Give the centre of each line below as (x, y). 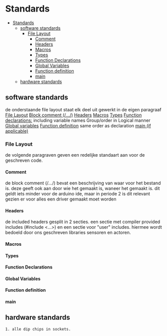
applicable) (17, 131)
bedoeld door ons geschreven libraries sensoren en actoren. (68, 233)
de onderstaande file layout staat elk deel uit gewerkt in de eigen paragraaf (83, 109)
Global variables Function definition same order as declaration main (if (78, 125)
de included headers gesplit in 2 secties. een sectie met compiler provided (83, 222)
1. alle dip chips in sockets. (38, 329)
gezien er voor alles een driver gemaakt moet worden (61, 199)
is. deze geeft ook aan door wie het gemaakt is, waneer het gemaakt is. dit (82, 188)
